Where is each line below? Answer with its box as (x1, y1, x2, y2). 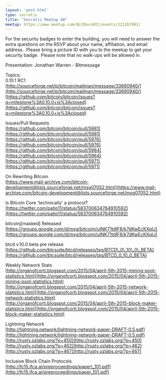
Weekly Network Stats (5, 262, 52, 268)
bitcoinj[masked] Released (5, 221, 61, 227)
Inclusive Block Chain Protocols (5, 358, 72, 364)
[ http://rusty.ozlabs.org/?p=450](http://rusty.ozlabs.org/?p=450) (5, 337, 142, 344)
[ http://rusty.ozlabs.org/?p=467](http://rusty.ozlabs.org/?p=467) (5, 348, 142, 354)
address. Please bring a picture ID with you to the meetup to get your (5, 47, 152, 53)
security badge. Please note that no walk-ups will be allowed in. (5, 52, 141, 58)
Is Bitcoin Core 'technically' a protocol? (5, 200, 88, 206)
